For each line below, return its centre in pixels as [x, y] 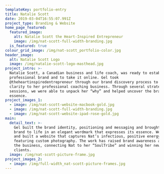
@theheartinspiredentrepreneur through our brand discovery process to [84, 82]
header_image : [20, 55]
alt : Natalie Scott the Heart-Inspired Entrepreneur [69, 37]
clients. [23, 150]
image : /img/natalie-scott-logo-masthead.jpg [57, 64]
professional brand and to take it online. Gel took [64, 77]
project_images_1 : [24, 100]
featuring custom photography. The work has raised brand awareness [85, 141]
